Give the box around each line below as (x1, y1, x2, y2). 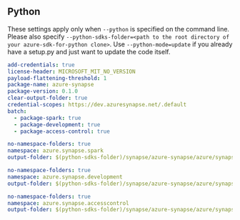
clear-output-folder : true (7, 94, 88, 102)
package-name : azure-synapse (7, 81, 94, 89)
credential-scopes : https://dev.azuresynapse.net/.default (7, 101, 187, 109)
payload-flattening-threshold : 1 (7, 74, 107, 81)
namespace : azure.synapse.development (7, 173, 123, 181)
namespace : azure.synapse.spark (7, 147, 104, 154)
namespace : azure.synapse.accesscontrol (7, 199, 130, 206)
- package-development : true (14, 121, 101, 128)
